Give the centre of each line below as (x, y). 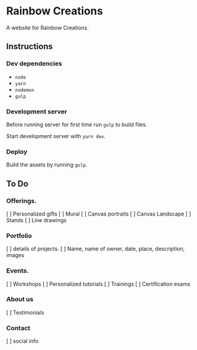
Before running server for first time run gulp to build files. (77, 124)
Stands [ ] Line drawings (37, 220)
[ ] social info (23, 341)
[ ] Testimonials (25, 312)
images (15, 255)
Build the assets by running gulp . (47, 165)
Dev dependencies (34, 64)
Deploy (17, 151)
